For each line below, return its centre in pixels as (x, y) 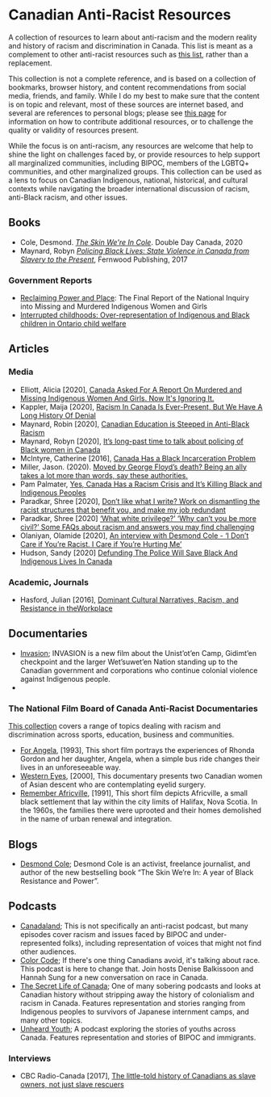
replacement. (30, 63)
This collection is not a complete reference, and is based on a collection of (132, 78)
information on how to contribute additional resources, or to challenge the (131, 121)
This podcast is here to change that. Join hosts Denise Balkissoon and (137, 969)
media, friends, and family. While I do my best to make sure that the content (134, 95)
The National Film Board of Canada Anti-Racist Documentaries (133, 708)
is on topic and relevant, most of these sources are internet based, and (126, 104)
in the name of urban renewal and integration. (96, 819)
